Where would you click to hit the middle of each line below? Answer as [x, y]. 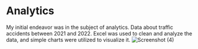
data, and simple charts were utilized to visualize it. [68, 40]
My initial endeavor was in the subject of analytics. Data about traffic [90, 27]
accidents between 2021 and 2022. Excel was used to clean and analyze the [99, 33]
